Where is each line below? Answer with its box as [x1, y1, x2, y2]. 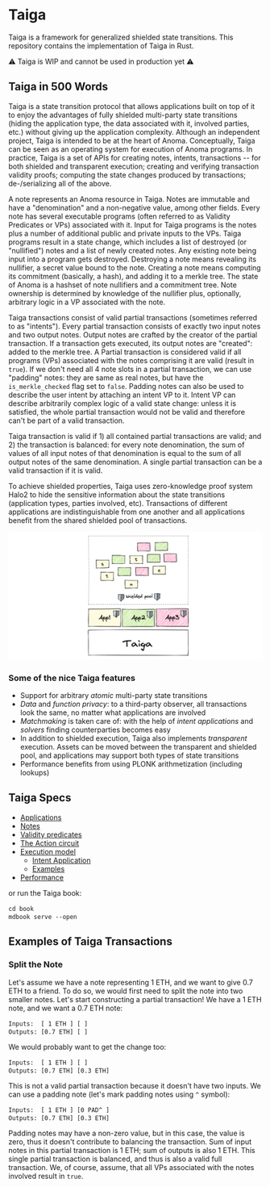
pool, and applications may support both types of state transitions [19, 750, 239, 760]
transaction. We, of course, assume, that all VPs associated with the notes [8, 1162, 255, 1172]
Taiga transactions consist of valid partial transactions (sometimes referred [8, 312, 258, 322]
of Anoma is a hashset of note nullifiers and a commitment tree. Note [8, 280, 238, 290]
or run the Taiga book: [8, 888, 82, 897]
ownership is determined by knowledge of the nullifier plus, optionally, [8, 288, 242, 298]
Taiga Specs [8, 791, 72, 805]
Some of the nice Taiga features [8, 672, 135, 683]
